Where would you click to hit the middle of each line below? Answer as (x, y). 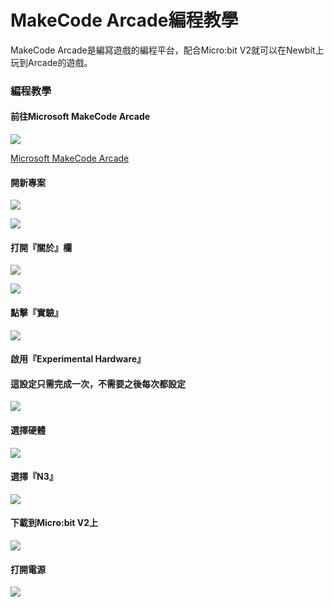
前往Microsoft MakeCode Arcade (80, 117)
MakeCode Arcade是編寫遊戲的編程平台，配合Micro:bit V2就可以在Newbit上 (167, 50)
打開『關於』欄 (41, 247)
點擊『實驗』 (36, 313)
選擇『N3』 (34, 477)
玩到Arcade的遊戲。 (51, 62)
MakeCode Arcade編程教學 (124, 20)
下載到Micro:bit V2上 (54, 523)
